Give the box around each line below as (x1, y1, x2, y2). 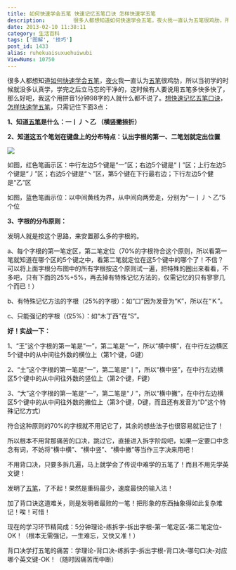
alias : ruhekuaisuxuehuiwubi (7, 50, 93, 57)
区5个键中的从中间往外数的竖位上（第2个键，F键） (7, 374, 155, 382)
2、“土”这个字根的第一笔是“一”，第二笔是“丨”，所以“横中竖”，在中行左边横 (7, 365, 223, 373)
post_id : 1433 (7, 43, 49, 50)
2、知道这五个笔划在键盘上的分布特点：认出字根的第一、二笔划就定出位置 (7, 132, 221, 141)
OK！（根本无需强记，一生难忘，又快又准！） (7, 531, 140, 540)
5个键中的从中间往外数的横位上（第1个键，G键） (7, 350, 147, 358)
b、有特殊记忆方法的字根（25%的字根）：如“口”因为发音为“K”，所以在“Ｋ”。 (7, 297, 227, 305)
